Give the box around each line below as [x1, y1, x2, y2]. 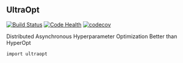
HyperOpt [6, 39, 32, 46]
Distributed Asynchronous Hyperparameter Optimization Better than [6, 33, 178, 40]
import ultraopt [6, 51, 48, 57]
